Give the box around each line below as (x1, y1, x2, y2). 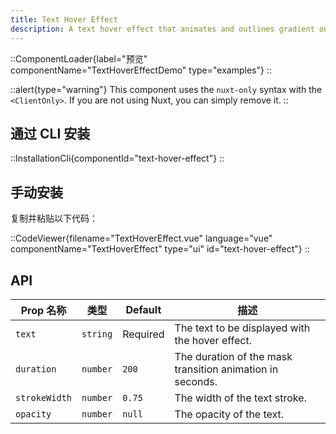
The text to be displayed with (174, 321, 311, 335)
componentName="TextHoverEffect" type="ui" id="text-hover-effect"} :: (10, 243, 310, 255)
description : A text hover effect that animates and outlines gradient (10, 24, 315, 34)
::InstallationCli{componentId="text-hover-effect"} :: (10, 152, 225, 165)
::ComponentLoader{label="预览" (10, 52, 148, 65)
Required (122, 327, 165, 341)
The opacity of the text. (174, 407, 285, 421)
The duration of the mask (174, 349, 293, 363)
